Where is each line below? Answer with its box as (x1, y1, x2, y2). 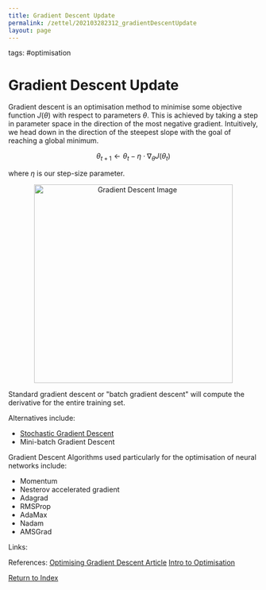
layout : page (8, 26, 52, 34)
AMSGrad (19, 527, 52, 537)
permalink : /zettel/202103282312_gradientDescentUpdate (8, 19, 197, 27)
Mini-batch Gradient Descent (19, 438, 115, 447)
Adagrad (19, 493, 49, 503)
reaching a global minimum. (8, 136, 99, 145)
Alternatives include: (8, 414, 75, 423)
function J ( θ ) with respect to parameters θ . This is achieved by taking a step (8, 110, 258, 120)
